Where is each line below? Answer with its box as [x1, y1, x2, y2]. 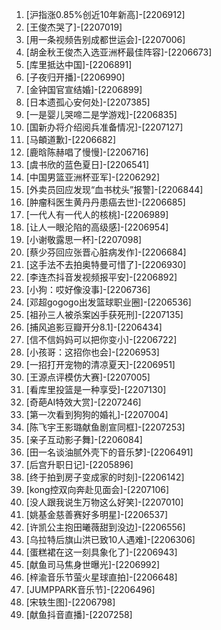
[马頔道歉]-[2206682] [25, 134, 117, 145]
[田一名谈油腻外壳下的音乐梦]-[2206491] [25, 446, 194, 458]
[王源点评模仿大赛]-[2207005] [25, 371, 151, 383]
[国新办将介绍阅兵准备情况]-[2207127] [25, 121, 184, 133]
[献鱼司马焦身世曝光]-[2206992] [25, 559, 161, 570]
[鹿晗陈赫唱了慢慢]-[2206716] [25, 146, 149, 158]
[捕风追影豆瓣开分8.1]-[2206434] [25, 321, 163, 333]
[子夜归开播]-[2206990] [25, 71, 126, 83]
